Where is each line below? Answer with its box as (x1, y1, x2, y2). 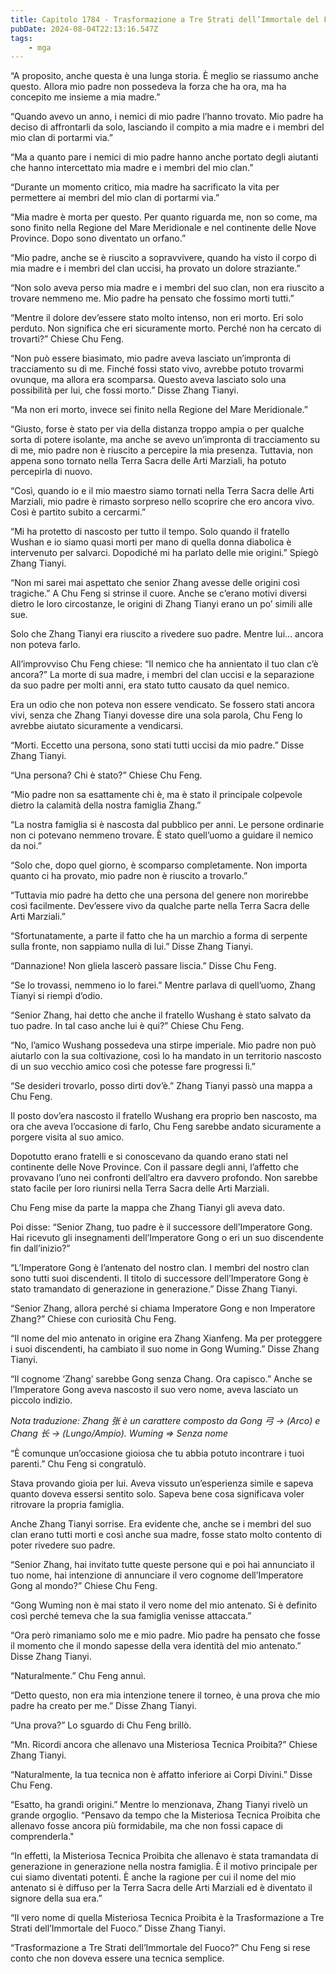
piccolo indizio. (10, 1394, 73, 1406)
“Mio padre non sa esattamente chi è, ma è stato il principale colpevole (10, 789, 303, 801)
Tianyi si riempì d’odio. (10, 990, 103, 1002)
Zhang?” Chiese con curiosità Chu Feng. (10, 1313, 177, 1325)
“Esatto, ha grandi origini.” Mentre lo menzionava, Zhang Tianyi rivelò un (10, 1799, 308, 1811)
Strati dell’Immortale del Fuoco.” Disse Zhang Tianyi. (10, 1922, 226, 1935)
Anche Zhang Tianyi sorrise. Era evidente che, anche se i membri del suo (10, 1518, 312, 1530)
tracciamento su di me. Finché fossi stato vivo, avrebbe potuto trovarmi (10, 363, 304, 375)
